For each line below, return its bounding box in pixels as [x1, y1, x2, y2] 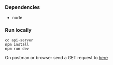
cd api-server [5, 38, 34, 42]
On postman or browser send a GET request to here [5, 54, 108, 60]
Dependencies [5, 4, 40, 11]
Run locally [5, 27, 32, 34]
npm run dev [5, 46, 29, 51]
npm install [5, 42, 29, 47]
